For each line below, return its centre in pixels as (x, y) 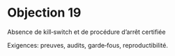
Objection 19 (44, 13)
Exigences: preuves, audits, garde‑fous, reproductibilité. (88, 45)
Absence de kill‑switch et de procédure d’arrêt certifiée (86, 32)
